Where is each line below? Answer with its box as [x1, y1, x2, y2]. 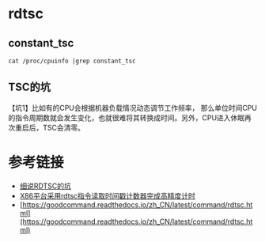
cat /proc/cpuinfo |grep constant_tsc [8, 57, 136, 65]
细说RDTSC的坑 [19, 181, 71, 191]
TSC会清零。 [42, 123, 85, 132]
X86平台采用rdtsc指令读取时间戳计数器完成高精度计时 [19, 191, 196, 200]
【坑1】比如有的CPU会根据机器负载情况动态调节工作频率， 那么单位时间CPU [8, 103, 257, 112]
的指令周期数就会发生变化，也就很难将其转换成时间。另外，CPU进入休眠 [8, 112, 245, 123]
